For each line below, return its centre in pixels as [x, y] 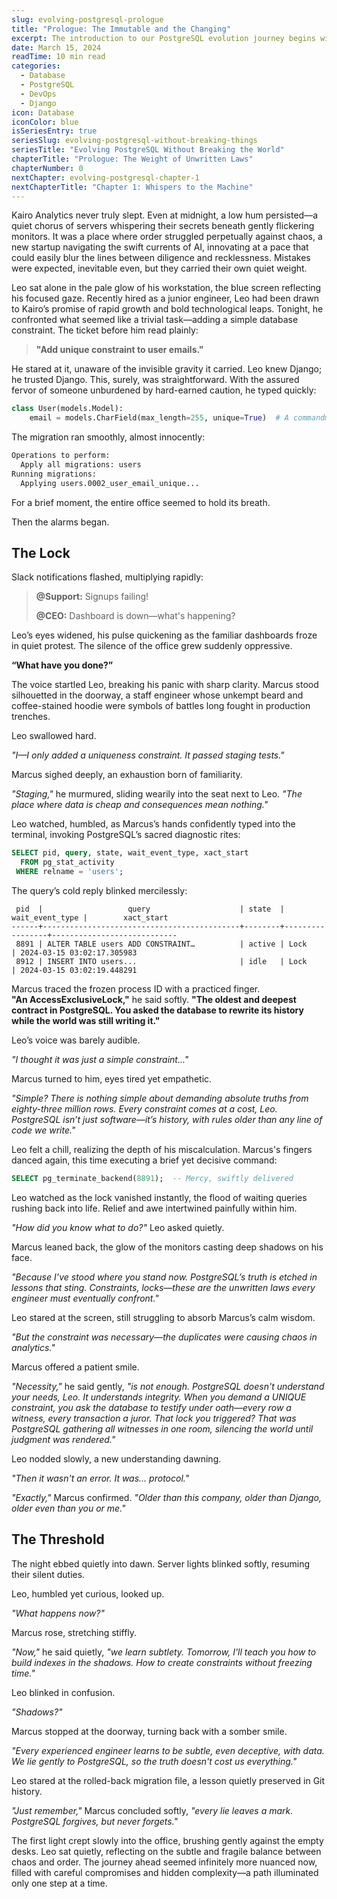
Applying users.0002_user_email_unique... [110, 483]
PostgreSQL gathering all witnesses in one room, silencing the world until [162, 1428]
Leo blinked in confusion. [63, 1692]
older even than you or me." [68, 1508]
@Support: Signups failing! [92, 597]
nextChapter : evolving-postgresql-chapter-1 [105, 177]
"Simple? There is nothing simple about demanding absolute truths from [160, 1098]
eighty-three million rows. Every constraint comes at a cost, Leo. [144, 1109]
